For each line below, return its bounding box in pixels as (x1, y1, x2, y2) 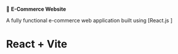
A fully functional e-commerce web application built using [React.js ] (6, 17, 173, 23)
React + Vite (6, 38, 68, 51)
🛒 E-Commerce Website (6, 6, 67, 12)
